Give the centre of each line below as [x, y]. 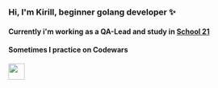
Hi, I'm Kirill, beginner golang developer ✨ [92, 12]
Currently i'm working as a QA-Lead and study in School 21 [109, 31]
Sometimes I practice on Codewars [68, 50]
